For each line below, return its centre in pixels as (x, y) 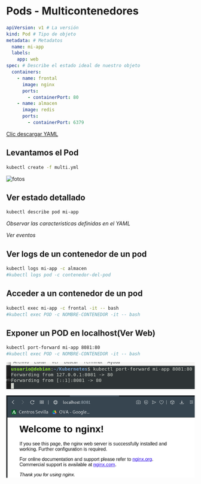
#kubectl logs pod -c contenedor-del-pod (59, 275)
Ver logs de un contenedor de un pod (77, 254)
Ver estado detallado (46, 198)
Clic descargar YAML (32, 134)
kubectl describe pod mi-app (42, 212)
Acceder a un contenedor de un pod (74, 294)
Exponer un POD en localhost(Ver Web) (81, 333)
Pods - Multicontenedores (72, 11)
